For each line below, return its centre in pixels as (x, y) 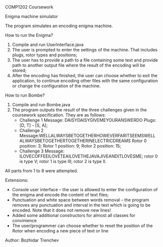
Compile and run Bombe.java (41, 105)
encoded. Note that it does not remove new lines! (61, 210)
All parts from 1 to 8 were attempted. (42, 171)
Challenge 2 (31, 130)
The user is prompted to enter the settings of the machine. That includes (85, 50)
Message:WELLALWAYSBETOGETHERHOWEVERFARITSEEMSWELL (87, 136)
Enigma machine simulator (32, 16)
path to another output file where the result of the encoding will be (79, 65)
